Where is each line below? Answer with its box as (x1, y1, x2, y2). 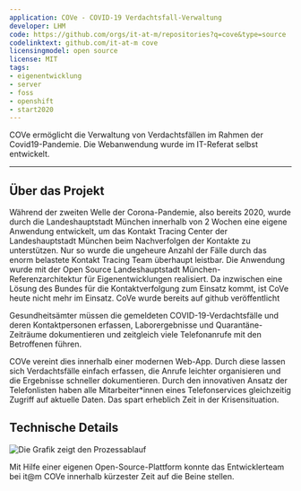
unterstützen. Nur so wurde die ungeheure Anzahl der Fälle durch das (9, 245, 267, 256)
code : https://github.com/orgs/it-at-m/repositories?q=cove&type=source (9, 30, 287, 39)
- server (9, 80, 42, 89)
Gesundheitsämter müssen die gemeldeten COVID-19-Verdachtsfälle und (9, 311, 279, 321)
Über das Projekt (9, 183, 105, 198)
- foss (9, 88, 34, 97)
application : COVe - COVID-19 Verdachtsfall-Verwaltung (9, 13, 222, 22)
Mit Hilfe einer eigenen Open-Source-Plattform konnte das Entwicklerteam (9, 461, 285, 472)
